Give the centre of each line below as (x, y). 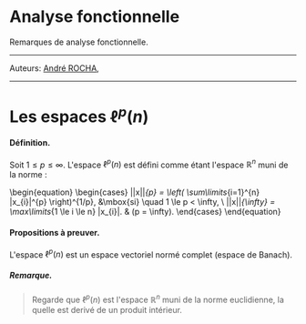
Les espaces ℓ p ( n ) (79, 115)
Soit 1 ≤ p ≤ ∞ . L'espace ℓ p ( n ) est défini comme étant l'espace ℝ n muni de (149, 164)
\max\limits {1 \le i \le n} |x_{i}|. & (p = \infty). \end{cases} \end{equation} (145, 212)
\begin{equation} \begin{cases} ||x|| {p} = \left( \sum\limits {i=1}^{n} (135, 192)
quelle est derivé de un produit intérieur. (107, 309)
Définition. (30, 143)
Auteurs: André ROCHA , (55, 68)
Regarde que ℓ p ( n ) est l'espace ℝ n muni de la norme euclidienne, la (158, 299)
